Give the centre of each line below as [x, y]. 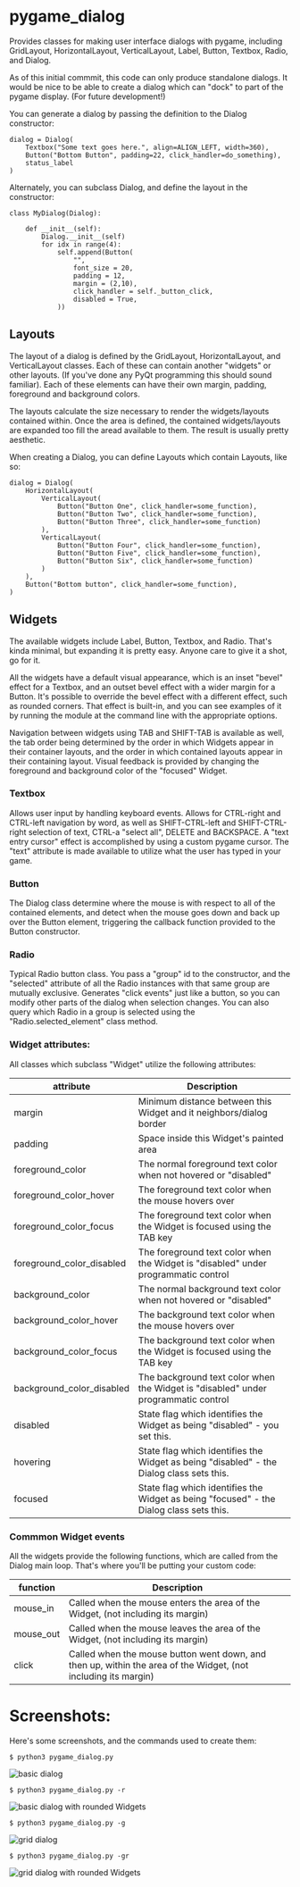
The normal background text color [209, 1289]
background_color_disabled [72, 1388]
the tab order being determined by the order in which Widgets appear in [142, 742]
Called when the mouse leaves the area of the [164, 1629]
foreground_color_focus [64, 1226]
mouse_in [34, 1608]
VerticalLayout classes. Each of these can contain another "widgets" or [140, 365]
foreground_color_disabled [70, 1263]
